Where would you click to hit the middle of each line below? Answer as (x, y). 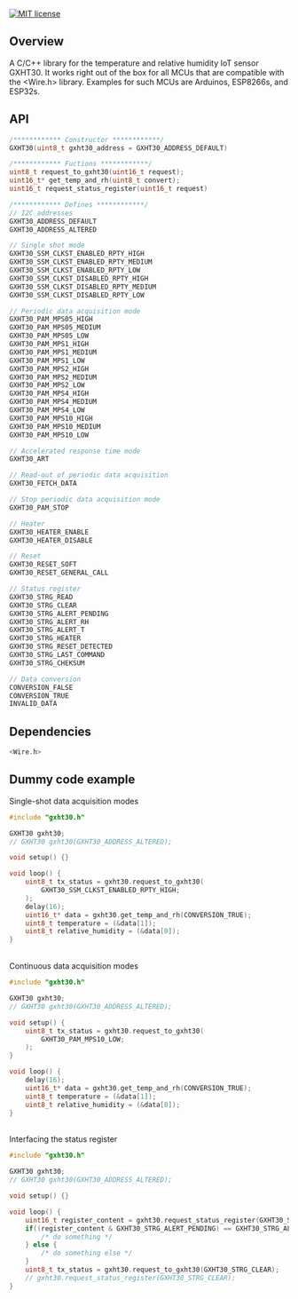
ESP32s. (24, 91)
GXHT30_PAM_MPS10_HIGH (51, 418)
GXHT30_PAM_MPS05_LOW (49, 336)
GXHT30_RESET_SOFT (43, 565)
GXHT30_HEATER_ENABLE (49, 532)
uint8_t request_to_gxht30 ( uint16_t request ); (97, 172)
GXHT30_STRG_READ (41, 597)
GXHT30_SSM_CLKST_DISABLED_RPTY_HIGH (79, 278)
